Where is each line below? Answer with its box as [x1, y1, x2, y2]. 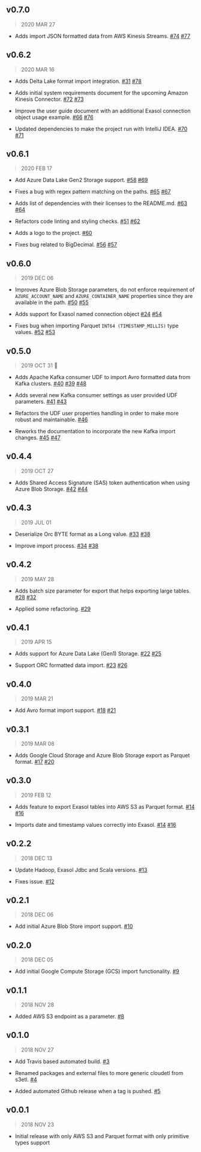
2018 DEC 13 [20, 855, 53, 862]
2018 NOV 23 [20, 1121, 55, 1128]
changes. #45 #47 [14, 434, 61, 441]
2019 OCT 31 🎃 [20, 362, 58, 369]
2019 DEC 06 [20, 275, 54, 282]
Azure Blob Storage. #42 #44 [14, 485, 88, 492]
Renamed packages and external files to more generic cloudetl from [14, 1069, 184, 1076]
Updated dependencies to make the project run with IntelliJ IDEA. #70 [14, 125, 188, 132]
